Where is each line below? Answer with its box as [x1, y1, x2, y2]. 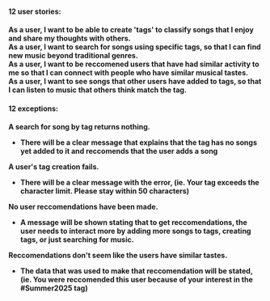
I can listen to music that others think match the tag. [8, 85, 188, 95]
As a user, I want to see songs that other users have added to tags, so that [8, 77, 262, 87]
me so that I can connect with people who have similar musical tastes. [8, 68, 249, 78]
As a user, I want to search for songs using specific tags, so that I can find [8, 42, 261, 52]
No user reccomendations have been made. [8, 202, 159, 212]
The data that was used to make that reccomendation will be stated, [19, 266, 253, 276]
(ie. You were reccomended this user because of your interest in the [19, 275, 253, 285]
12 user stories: [8, 6, 61, 16]
